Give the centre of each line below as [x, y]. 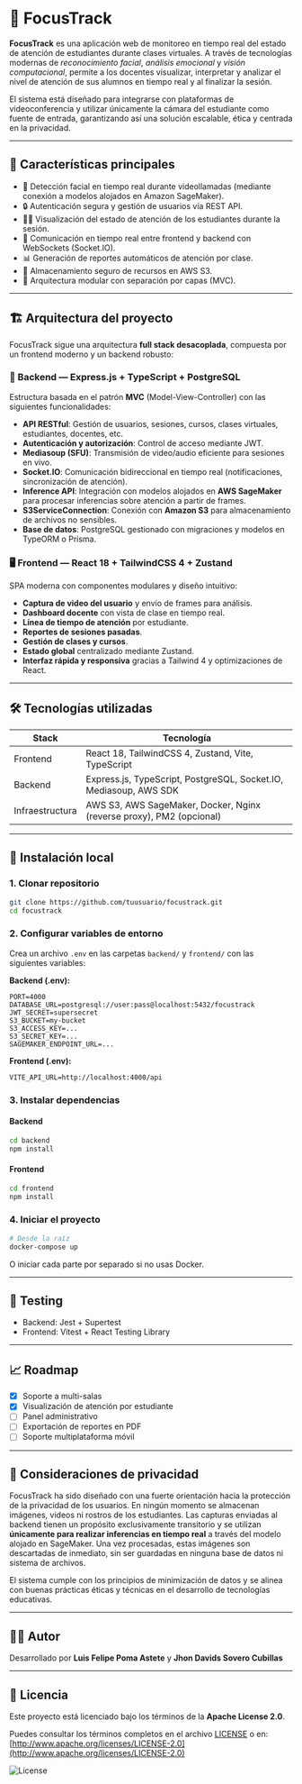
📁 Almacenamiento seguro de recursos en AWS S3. [117, 270]
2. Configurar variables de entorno [86, 933]
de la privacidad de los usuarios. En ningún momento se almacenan [134, 1506]
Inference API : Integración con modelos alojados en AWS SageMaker [152, 491]
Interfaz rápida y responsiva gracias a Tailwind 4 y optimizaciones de [152, 660]
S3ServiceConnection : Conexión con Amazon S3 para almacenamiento [156, 510]
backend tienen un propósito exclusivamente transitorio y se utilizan [136, 1525]
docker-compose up [44, 1247]
